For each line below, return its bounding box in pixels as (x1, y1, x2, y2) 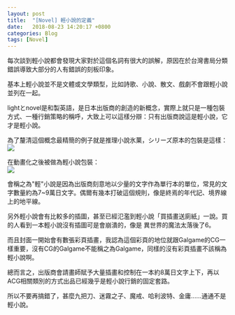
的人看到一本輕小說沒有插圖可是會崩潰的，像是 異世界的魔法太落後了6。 (7, 221, 215, 230)
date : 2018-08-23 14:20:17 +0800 (7, 23, 111, 30)
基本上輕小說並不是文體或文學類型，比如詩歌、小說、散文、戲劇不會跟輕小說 (7, 80, 228, 88)
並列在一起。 (7, 89, 44, 97)
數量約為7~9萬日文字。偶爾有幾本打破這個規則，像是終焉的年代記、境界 (13, 188, 221, 197)
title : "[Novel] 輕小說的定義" (7, 17, 96, 24)
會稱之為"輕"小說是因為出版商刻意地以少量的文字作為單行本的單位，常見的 (7, 180, 222, 188)
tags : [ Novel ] (7, 36, 49, 43)
